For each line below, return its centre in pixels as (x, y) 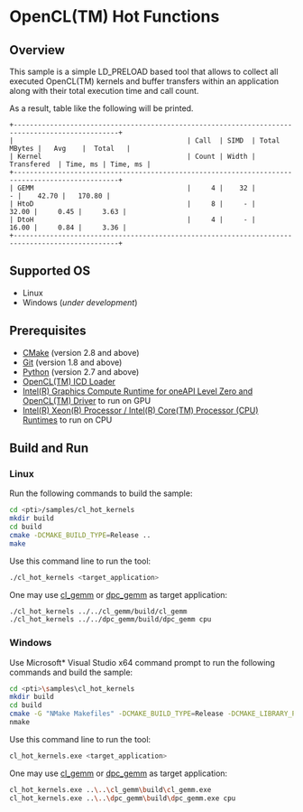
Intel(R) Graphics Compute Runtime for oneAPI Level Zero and (138, 391)
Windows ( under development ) (80, 302)
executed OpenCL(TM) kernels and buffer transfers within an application (144, 81)
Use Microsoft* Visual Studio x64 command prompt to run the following (142, 662)
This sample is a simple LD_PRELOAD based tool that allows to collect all (144, 71)
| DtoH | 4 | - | (133, 219)
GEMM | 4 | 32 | (137, 188)
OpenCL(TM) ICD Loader (69, 381)
